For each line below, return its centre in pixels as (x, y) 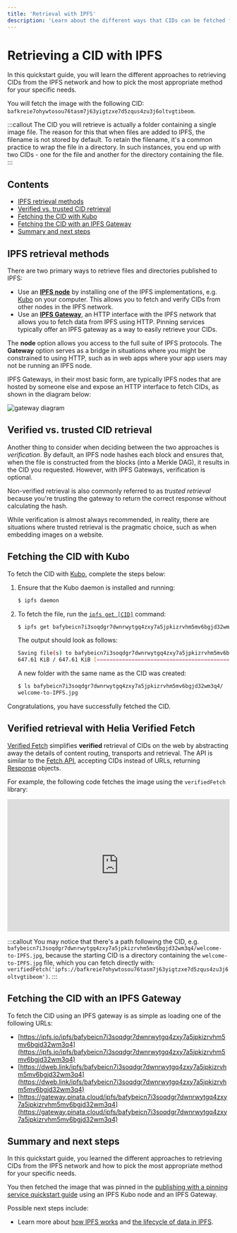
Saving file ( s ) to (44, 653)
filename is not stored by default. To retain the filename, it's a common (110, 140)
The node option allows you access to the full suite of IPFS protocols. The (115, 343)
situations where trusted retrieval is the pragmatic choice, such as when (112, 527)
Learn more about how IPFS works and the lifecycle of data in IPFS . (115, 1222)
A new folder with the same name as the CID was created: (102, 673)
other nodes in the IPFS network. (65, 307)
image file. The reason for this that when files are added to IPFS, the (107, 132)
